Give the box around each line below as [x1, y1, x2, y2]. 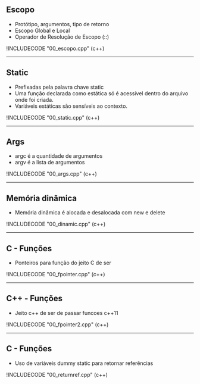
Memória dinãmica [6, 193, 77, 203]
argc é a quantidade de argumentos [14, 152, 103, 160]
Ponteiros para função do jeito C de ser [14, 259, 112, 267]
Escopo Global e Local [14, 27, 70, 34]
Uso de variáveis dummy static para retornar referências [14, 360, 154, 367]
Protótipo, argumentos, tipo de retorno [14, 20, 110, 27]
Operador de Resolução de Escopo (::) [14, 33, 110, 40]
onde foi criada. [14, 96, 54, 103]
